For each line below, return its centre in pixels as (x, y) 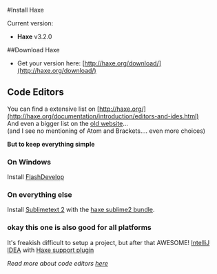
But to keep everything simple (51, 144)
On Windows (29, 162)
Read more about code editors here (58, 263)
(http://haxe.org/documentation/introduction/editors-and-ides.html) (103, 116)
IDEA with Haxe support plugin (51, 250)
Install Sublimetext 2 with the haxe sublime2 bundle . (81, 210)
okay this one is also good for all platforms (79, 228)
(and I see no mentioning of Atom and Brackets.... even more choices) (106, 131)
